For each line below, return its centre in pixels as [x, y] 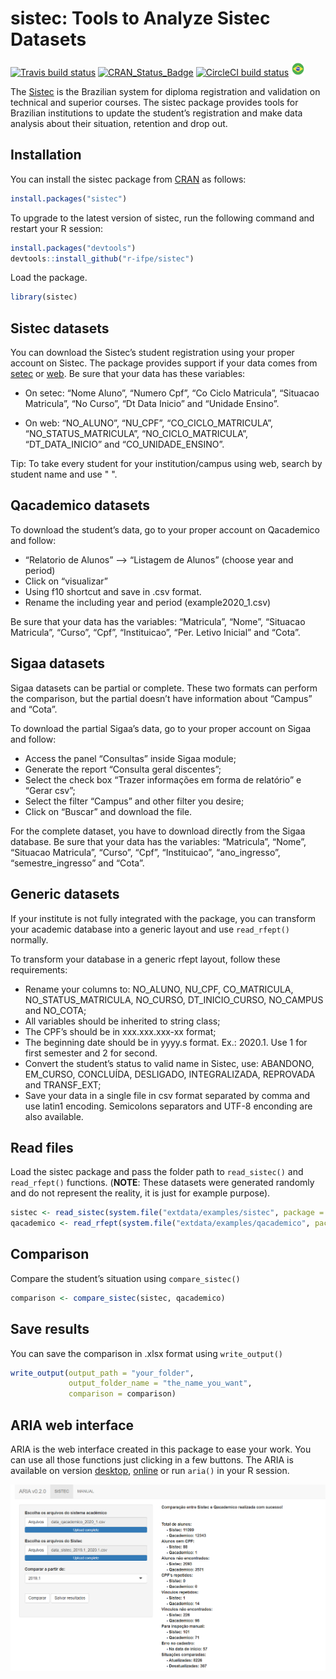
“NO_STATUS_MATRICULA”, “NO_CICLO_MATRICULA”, [136, 434]
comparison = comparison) [122, 1394]
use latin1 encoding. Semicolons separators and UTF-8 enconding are [168, 1106]
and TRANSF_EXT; [63, 1084]
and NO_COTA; [55, 1010]
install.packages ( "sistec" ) [69, 198]
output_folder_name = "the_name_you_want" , [160, 1383]
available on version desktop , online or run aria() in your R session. [150, 1470]
